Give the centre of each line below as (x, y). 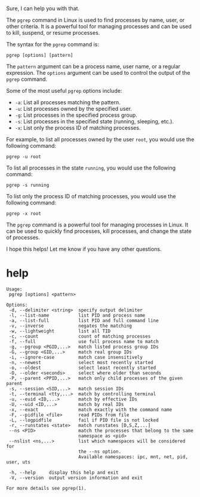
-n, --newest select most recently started (81, 363)
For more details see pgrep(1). (46, 489)
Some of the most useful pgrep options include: (64, 91)
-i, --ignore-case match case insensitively (76, 357)
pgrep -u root (24, 157)
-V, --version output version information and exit (76, 478)
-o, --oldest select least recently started (82, 368)
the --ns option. (100, 452)
